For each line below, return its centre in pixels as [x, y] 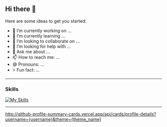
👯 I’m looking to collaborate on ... [46, 41]
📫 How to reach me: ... [36, 57]
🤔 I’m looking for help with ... [42, 46]
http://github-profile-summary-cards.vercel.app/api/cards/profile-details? [81, 114]
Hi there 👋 [21, 9]
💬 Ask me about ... [31, 51]
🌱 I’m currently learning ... [39, 36]
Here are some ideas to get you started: [46, 21]
